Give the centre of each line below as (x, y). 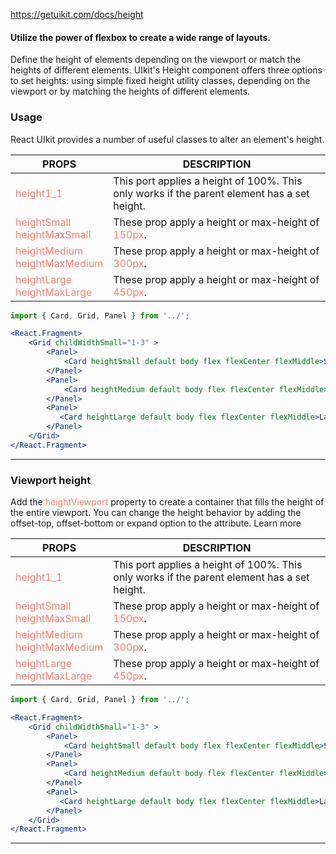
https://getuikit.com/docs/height (77, 14)
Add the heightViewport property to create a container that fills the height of (167, 502)
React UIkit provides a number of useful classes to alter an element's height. (167, 139)
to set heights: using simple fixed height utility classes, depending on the (160, 81)
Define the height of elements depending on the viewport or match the (156, 60)
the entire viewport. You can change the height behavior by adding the (156, 513)
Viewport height (51, 480)
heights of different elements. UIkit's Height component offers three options (166, 70)
